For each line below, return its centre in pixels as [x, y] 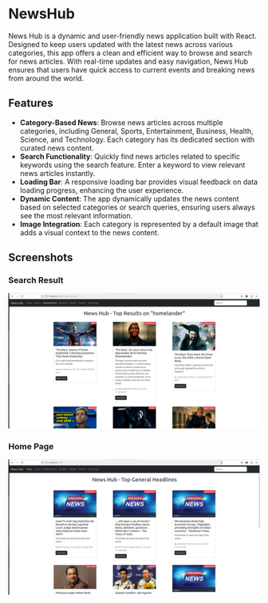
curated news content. [57, 147]
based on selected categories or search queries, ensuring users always [137, 207]
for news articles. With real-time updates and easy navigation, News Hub [128, 61]
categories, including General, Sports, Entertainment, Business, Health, [136, 131]
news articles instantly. [57, 173]
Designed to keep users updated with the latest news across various [121, 44]
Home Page [31, 447]
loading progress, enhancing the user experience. [102, 190]
